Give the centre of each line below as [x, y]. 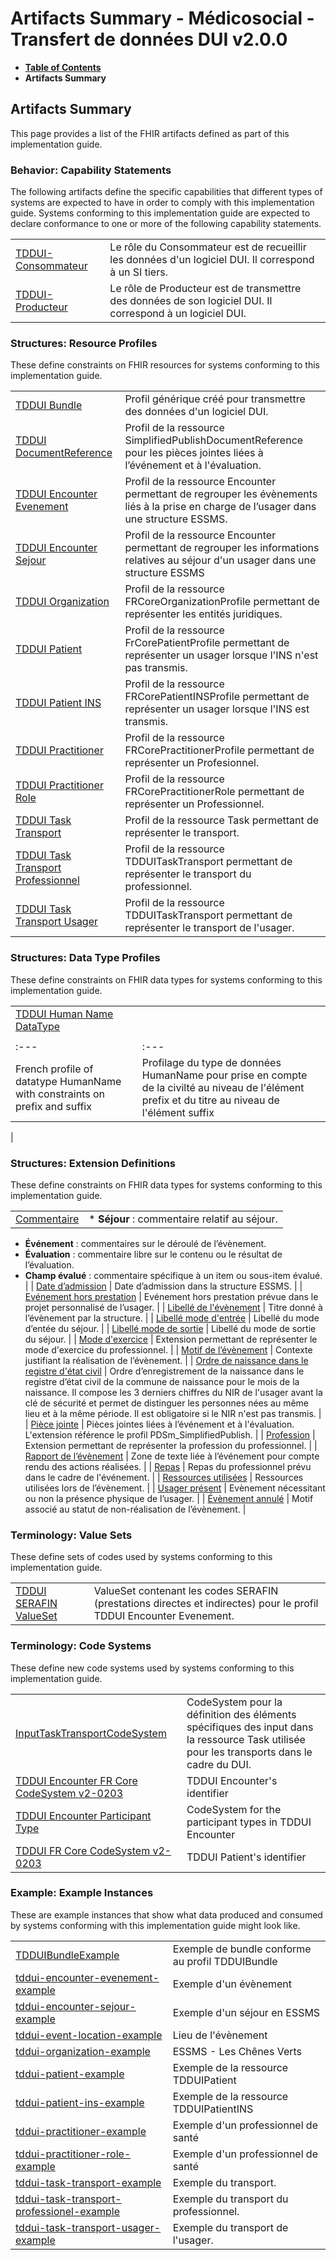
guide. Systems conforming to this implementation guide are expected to [160, 213]
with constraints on [60, 1094]
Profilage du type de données [211, 1062]
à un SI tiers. [138, 272]
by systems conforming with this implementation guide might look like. [155, 1925]
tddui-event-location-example [89, 2035]
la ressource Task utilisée [246, 1739]
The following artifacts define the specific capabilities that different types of [166, 192]
